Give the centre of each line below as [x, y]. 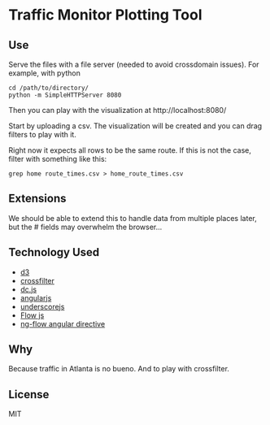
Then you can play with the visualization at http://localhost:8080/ [118, 110]
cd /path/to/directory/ [49, 88]
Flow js [32, 315]
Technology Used [54, 252]
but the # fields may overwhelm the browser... [85, 227]
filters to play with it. [43, 134]
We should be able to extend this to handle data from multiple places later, [133, 218]
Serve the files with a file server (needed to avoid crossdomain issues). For [134, 64]
